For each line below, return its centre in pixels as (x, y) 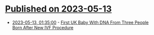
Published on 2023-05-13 (58, 9)
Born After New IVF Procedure (43, 27)
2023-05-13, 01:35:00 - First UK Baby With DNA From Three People (80, 22)
